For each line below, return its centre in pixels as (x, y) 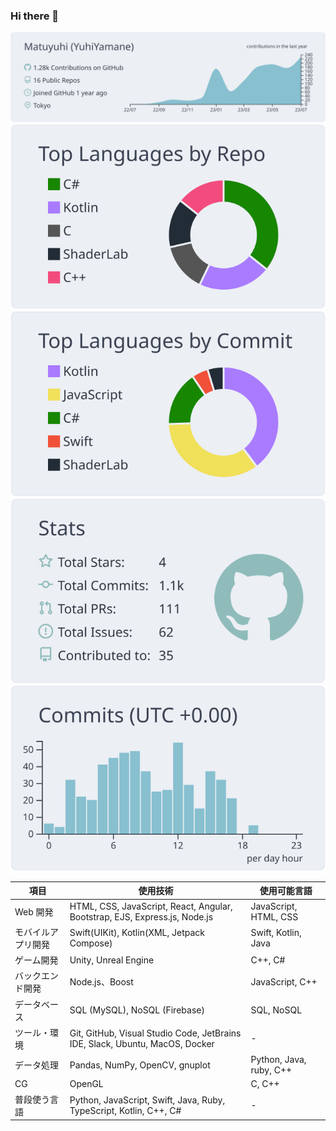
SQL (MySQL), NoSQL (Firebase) (137, 1010)
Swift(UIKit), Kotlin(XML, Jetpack (137, 932)
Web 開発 (34, 911)
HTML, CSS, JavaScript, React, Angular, (151, 906)
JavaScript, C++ (284, 981)
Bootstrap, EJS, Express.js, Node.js (141, 916)
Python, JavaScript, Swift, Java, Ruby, (147, 1100)
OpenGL (86, 1084)
